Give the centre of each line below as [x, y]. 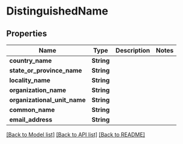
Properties [27, 34]
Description [133, 51]
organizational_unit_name [48, 100]
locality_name [30, 80]
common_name [32, 110]
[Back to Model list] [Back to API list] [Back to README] [76, 135]
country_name [31, 61]
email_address [31, 119]
